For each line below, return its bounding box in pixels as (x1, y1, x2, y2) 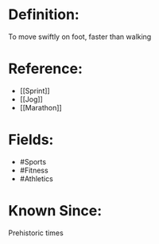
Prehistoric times (8, 228, 64, 238)
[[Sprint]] (19, 86, 50, 95)
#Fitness (19, 165, 49, 175)
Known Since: (8, 202, 103, 219)
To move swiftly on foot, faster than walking (8, 32, 152, 41)
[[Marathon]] (19, 103, 62, 112)
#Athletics (19, 173, 53, 184)
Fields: (8, 131, 54, 149)
